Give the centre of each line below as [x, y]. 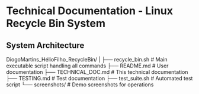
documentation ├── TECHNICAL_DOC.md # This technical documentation [97, 72]
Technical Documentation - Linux [90, 11]
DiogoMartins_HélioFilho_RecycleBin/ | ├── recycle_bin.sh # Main [87, 59]
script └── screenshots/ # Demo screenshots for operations [80, 85]
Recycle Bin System [56, 23]
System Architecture [45, 45]
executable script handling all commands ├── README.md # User [87, 66]
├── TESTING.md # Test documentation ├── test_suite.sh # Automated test [99, 78]
